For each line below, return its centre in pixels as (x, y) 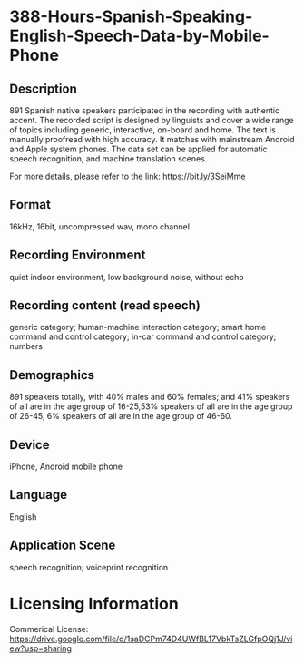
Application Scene (63, 546)
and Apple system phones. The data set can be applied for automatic (138, 149)
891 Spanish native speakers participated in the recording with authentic (144, 110)
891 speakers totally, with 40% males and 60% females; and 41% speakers (150, 397)
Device (29, 445)
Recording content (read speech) (105, 306)
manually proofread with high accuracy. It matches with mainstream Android (152, 139)
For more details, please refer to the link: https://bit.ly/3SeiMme (127, 176)
